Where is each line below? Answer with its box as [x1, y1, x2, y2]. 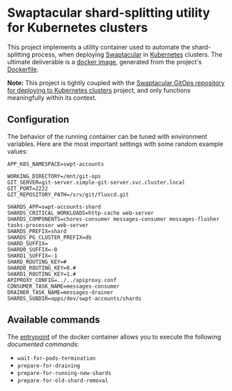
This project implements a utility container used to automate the [7, 43, 190, 51]
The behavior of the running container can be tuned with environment [7, 132, 208, 140]
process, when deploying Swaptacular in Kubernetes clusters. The [31, 50, 223, 59]
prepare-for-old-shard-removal [17, 377, 109, 384]
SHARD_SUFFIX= [7, 239, 49, 247]
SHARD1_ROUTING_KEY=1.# [7, 270, 77, 277]
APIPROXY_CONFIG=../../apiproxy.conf [7, 276, 117, 283]
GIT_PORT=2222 [7, 185, 49, 192]
